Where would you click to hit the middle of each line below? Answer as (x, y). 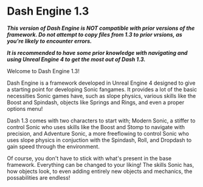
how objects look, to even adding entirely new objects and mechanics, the (100, 171)
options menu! (25, 108)
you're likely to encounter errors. (50, 41)
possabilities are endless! (39, 177)
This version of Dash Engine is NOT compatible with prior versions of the (101, 28)
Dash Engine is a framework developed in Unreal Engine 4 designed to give (101, 83)
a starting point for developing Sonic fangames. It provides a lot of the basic (102, 89)
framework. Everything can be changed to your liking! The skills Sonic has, (101, 164)
